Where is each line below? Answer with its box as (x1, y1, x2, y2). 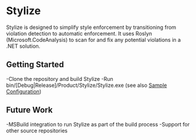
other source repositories (6, 127, 68, 134)
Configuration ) (6, 87, 42, 95)
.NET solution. (6, 43, 41, 50)
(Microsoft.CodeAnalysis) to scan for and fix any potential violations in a (6, 36, 181, 43)
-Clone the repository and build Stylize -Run (6, 75, 113, 82)
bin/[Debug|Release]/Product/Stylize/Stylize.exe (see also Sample (6, 82, 167, 89)
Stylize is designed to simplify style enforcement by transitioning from (6, 24, 177, 31)
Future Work (6, 105, 53, 115)
